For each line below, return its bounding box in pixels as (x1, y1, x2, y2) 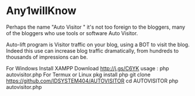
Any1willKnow (6, 4, 77, 18)
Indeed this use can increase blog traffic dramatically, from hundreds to (6, 47, 179, 54)
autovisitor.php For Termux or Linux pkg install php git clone (6, 71, 151, 78)
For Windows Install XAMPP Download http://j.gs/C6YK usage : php (6, 64, 169, 71)
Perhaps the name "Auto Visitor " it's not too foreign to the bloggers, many (6, 23, 186, 30)
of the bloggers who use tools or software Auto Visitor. (6, 29, 138, 36)
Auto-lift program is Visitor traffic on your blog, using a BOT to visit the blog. (6, 41, 190, 48)
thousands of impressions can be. (6, 53, 88, 60)
